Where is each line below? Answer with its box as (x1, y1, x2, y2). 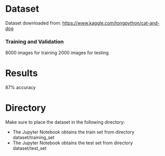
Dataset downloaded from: (5, 20, 61, 26)
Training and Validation (5, 38, 64, 45)
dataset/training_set (12, 135, 55, 141)
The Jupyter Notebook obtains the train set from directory (12, 129, 135, 135)
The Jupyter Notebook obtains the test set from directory (12, 140, 133, 146)
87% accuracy (5, 85, 36, 91)
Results (5, 67, 38, 79)
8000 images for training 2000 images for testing (5, 49, 109, 56)
